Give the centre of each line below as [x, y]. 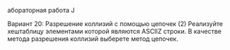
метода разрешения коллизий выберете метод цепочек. [93, 39]
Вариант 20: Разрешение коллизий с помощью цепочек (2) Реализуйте [115, 24]
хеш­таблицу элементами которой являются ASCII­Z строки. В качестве [114, 31]
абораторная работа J [41, 10]
